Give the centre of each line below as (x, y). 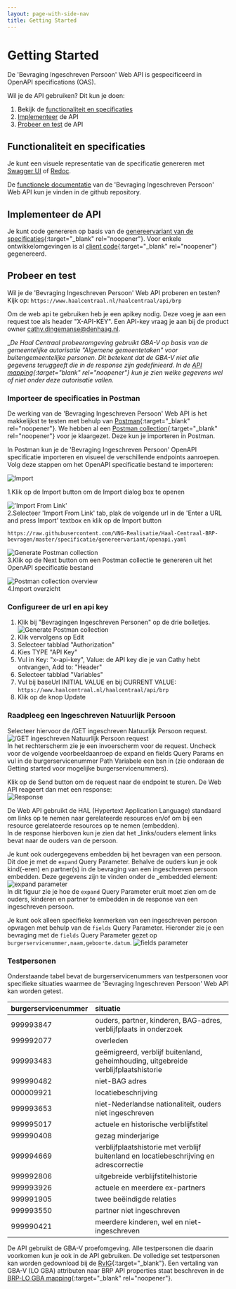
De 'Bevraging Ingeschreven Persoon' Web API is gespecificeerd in (105, 75)
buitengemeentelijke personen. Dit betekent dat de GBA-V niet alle (103, 357)
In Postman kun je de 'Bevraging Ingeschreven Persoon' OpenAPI (102, 450)
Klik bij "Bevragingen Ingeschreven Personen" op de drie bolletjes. (114, 622)
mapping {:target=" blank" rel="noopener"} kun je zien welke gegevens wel (115, 372)
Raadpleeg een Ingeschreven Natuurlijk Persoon (92, 716)
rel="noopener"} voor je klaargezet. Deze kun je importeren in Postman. (111, 436)
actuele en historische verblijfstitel (151, 1124)
